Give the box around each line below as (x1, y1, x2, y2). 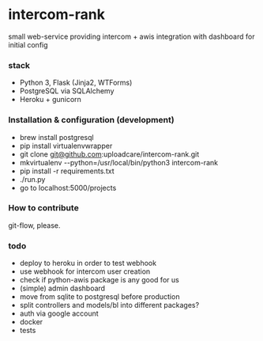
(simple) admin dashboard (19, 283, 105, 294)
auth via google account (19, 309, 99, 318)
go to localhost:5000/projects (19, 183, 117, 192)
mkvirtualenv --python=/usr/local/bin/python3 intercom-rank (19, 157, 219, 167)
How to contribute (8, 203, 79, 214)
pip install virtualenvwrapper (19, 141, 113, 150)
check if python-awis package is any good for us (19, 275, 179, 285)
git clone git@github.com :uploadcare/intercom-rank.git (19, 149, 200, 159)
